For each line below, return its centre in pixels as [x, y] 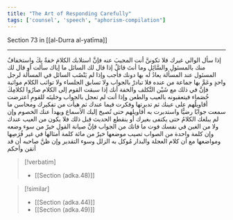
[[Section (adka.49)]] [64, 210]
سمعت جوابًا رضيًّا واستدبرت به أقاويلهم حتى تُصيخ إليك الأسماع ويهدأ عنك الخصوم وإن [116, 111]
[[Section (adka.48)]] [64, 175]
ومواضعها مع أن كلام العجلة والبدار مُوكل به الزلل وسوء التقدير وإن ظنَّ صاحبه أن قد [114, 141]
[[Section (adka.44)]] [65, 202]
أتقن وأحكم [21, 148]
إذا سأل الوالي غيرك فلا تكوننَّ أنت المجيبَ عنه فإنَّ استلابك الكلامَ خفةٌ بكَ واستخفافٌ [114, 60]
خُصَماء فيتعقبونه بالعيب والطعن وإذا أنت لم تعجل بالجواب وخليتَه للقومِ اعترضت [108, 96]
